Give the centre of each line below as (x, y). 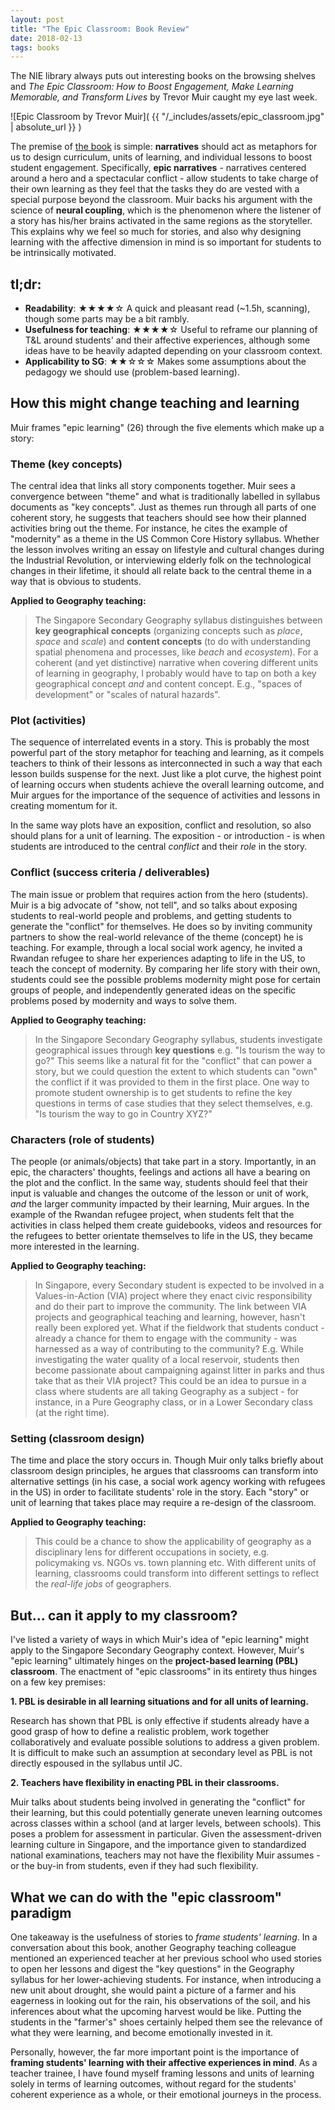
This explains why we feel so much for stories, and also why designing (156, 232)
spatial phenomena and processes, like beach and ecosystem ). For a (176, 652)
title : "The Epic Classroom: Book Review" (100, 29)
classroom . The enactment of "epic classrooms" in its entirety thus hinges (164, 1672)
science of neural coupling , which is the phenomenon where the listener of (166, 210)
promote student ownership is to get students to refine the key (163, 1092)
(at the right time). (72, 1413)
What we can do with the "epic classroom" (146, 1897)
